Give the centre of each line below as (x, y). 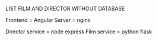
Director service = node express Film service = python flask (79, 31)
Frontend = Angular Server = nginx (48, 20)
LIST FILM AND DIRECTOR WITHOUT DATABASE (65, 9)
